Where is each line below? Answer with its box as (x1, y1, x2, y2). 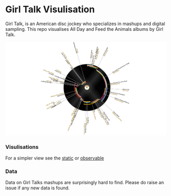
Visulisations (5, 143, 39, 150)
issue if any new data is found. (5, 185, 70, 191)
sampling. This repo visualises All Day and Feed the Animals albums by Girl (5, 26, 164, 32)
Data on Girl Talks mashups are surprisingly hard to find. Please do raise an (5, 180, 164, 186)
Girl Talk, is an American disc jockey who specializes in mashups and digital (5, 21, 165, 27)
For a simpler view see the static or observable (5, 155, 104, 161)
